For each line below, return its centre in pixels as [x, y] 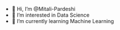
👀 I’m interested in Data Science [51, 15]
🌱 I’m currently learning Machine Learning [63, 21]
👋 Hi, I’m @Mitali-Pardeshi [43, 9]
